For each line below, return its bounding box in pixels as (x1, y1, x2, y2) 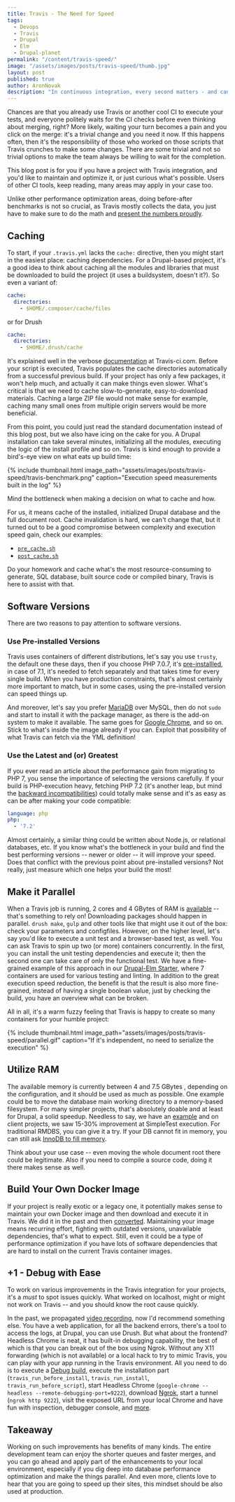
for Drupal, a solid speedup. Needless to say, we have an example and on (7, 1112, 219, 1120)
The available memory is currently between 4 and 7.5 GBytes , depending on (7, 1082, 228, 1091)
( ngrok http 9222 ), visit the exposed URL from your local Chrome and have (7, 1396, 223, 1404)
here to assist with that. (7, 580, 75, 589)
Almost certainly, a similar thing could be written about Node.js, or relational (7, 836, 226, 844)
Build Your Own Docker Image (7, 1184, 140, 1195)
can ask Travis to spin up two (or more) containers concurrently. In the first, (7, 941, 225, 951)
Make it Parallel (7, 885, 76, 898)
